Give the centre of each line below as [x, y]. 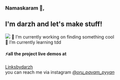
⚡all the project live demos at [36, 54]
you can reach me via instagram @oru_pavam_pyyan [60, 72]
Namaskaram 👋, [25, 8]
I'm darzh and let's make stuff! [54, 24]
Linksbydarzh [19, 66]
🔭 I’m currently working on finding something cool [63, 36]
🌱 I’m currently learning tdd [33, 42]
